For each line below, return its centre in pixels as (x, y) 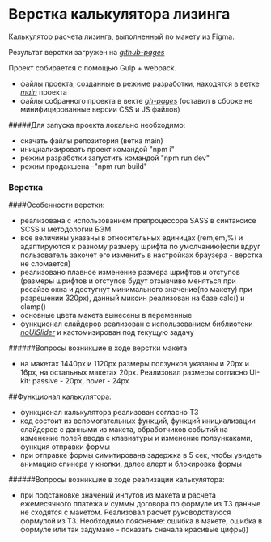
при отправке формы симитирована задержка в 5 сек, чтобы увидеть (141, 455)
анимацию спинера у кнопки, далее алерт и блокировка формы (131, 464)
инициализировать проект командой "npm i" (97, 149)
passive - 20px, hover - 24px (80, 381)
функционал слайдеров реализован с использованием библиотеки (136, 324)
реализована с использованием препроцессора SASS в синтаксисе (138, 221)
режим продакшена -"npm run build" (83, 166)
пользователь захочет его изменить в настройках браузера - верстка (141, 255)
